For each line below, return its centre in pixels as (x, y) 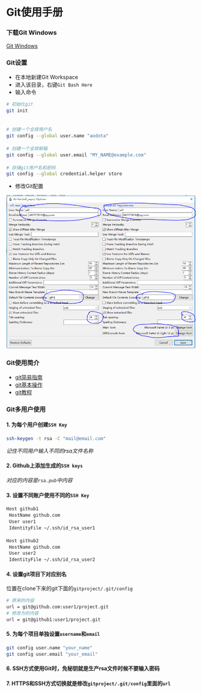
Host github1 (23, 509)
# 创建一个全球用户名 (29, 130)
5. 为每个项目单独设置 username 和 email (53, 634)
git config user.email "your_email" (52, 654)
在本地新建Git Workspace (46, 77)
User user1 (22, 522)
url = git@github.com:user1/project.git (58, 607)
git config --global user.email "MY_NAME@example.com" (76, 155)
